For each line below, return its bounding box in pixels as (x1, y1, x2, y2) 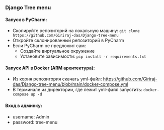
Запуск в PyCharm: (5, 17, 47, 23)
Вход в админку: (5, 102, 43, 108)
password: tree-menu (12, 119, 58, 125)
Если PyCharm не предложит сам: (12, 43, 87, 49)
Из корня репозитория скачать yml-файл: (12, 76, 102, 82)
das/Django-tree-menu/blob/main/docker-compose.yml (12, 81, 128, 87)
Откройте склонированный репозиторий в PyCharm (12, 37, 124, 44)
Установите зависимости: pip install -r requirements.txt (20, 53, 147, 59)
